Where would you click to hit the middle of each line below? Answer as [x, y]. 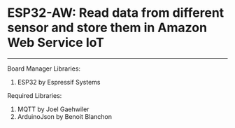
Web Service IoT [56, 43]
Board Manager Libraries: [44, 69]
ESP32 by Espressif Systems [59, 82]
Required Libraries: [35, 95]
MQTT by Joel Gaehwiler [53, 109]
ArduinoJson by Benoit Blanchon [65, 116]
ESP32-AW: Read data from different [116, 13]
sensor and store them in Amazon [107, 28]
